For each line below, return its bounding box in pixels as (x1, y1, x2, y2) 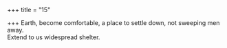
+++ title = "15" (7, 6, 51, 14)
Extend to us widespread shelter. (7, 33, 100, 41)
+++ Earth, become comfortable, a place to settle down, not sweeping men (7, 19, 220, 26)
